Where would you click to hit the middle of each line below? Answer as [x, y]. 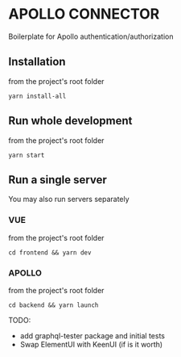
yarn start [27, 155]
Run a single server [58, 180]
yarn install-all [37, 96]
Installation [37, 62]
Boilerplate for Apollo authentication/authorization [91, 36]
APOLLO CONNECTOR [84, 14]
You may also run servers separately [69, 199]
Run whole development [70, 121]
